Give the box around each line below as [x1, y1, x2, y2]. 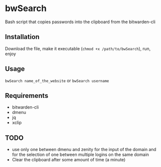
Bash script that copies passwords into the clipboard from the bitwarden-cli [5, 19, 156, 25]
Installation [5, 33, 40, 41]
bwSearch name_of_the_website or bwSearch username [5, 78, 109, 83]
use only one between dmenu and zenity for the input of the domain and [12, 147, 156, 153]
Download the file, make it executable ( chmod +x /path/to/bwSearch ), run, [5, 45, 151, 51]
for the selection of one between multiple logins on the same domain [12, 152, 149, 157]
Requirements [5, 91, 48, 99]
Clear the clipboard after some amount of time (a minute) [12, 157, 126, 163]
